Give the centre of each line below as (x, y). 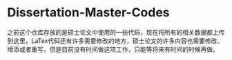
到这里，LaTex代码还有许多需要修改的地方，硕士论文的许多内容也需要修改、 (115, 41)
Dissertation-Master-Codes (89, 13)
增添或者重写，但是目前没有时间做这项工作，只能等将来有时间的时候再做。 (113, 49)
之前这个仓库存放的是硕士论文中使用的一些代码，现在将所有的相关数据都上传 (116, 32)
